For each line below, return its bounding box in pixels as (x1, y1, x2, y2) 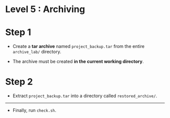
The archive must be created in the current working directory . (12, 58, 144, 65)
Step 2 (5, 76, 33, 88)
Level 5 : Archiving (5, 4, 85, 15)
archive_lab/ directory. (12, 49, 62, 55)
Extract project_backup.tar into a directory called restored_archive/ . (12, 93, 157, 99)
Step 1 (5, 27, 31, 38)
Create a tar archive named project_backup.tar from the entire (12, 43, 145, 49)
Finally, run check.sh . (12, 107, 57, 113)
